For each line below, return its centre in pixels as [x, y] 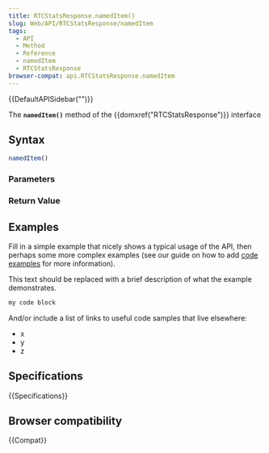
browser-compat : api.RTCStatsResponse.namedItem [92, 76]
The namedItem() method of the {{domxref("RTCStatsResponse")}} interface [134, 115]
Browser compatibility [65, 421]
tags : [17, 31]
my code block [32, 302]
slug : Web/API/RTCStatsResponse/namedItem [81, 23]
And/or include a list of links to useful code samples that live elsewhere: [128, 318]
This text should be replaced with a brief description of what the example [130, 279]
